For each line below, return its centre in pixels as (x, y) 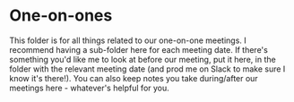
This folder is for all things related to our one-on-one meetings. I (128, 40)
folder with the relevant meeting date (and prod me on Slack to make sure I (147, 69)
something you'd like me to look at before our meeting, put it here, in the (143, 59)
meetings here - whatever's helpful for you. (90, 88)
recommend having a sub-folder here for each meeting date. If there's (139, 49)
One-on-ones (61, 16)
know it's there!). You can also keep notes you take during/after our (134, 78)
